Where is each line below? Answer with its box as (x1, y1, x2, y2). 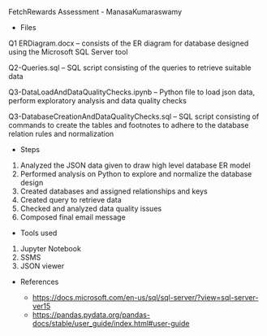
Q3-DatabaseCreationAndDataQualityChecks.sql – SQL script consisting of (8, 111, 260, 121)
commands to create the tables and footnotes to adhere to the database (8, 120, 249, 129)
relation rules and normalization (8, 129, 114, 138)
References (19, 277, 59, 286)
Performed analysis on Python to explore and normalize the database (19, 169, 252, 178)
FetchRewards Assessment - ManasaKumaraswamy (8, 7, 183, 16)
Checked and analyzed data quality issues (19, 203, 162, 213)
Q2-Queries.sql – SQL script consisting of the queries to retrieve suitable (8, 63, 252, 72)
